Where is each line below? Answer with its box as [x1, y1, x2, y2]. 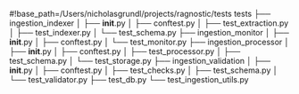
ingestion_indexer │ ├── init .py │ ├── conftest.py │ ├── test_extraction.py [9, 18, 289, 28]
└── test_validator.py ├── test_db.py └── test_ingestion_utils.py [9, 74, 249, 84]
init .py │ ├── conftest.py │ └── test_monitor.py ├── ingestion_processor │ [9, 36, 290, 47]
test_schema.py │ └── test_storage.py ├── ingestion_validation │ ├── [9, 56, 270, 66]
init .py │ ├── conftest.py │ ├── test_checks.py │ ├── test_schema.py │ [9, 65, 278, 75]
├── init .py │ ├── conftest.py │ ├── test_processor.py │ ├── [9, 46, 241, 57]
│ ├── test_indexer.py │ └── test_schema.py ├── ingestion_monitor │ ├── [9, 27, 290, 37]
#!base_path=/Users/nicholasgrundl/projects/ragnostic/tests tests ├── [9, 9, 271, 19]
